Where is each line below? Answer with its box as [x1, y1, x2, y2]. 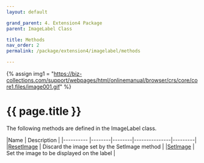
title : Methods [6, 37, 45, 43]
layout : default [6, 9, 48, 15]
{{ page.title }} [6, 104, 82, 118]
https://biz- [54, 70, 82, 77]
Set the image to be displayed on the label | [6, 149, 116, 156]
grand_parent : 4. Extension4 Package [6, 20, 103, 26]
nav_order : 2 [6, 42, 40, 49]
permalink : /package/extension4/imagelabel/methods [6, 48, 140, 54]
